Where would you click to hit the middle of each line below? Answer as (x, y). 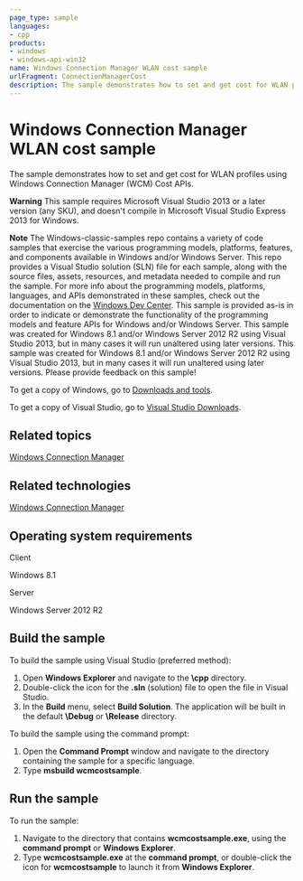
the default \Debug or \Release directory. (100, 716)
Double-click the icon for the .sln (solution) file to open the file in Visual (155, 687)
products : (28, 43)
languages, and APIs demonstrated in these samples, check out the (134, 295)
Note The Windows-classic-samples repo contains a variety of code (137, 238)
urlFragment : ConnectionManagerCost (78, 77)
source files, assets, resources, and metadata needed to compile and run (145, 276)
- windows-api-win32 (48, 60)
